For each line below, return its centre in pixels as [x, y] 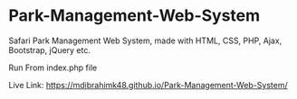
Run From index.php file [53, 67]
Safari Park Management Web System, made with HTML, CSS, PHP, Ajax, [145, 40]
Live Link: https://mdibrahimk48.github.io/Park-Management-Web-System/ [148, 85]
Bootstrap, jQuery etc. [50, 49]
